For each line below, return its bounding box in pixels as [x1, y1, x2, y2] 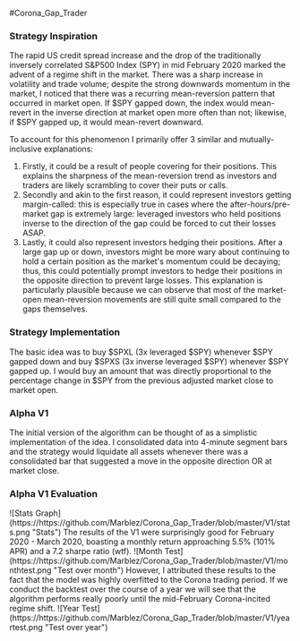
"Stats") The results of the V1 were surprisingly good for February [31, 527, 275, 538]
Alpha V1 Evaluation [9, 487, 99, 500]
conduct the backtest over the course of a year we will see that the [9, 584, 257, 594]
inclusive [9, 143, 42, 155]
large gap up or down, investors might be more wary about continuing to [21, 246, 290, 258]
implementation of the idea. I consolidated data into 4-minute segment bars [9, 436, 288, 447]
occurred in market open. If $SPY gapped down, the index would [9, 98, 249, 108]
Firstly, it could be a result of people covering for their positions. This [21, 161, 278, 172]
